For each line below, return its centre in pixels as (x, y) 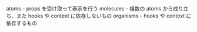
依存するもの (21, 23)
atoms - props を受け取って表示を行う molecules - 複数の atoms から (90, 8)
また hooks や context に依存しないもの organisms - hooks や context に (104, 16)
